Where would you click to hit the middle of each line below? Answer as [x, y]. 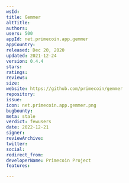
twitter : [17, 144]
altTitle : [18, 23]
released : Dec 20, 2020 [36, 50]
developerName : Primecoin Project [49, 160]
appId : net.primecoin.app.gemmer [47, 39]
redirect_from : [25, 155]
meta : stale [21, 116]
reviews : [17, 78]
